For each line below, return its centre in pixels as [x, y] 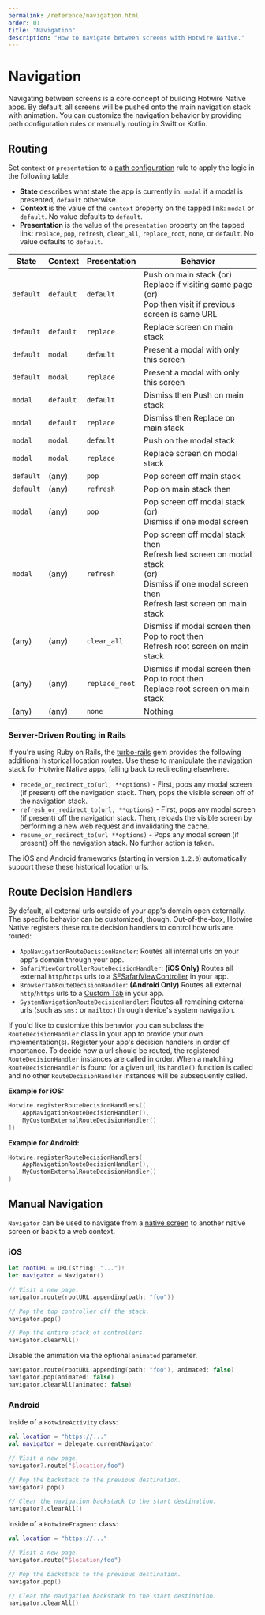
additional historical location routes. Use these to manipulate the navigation [131, 760]
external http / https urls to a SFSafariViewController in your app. [124, 976]
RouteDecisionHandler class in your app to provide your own [106, 1034]
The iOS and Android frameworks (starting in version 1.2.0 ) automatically [127, 858]
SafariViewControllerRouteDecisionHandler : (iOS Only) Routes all [126, 968]
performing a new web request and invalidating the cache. [114, 826]
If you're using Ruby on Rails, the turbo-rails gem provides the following [125, 753]
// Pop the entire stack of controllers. [77, 1333]
